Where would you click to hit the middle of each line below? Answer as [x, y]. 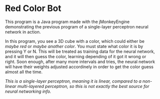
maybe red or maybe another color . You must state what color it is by [74, 46]
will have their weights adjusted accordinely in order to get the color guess [79, 67]
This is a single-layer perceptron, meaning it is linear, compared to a [73, 81]
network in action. [23, 32]
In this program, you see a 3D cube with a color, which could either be [75, 41]
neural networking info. [28, 91]
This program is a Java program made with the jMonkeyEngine [67, 22]
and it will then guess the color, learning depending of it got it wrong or [76, 56]
